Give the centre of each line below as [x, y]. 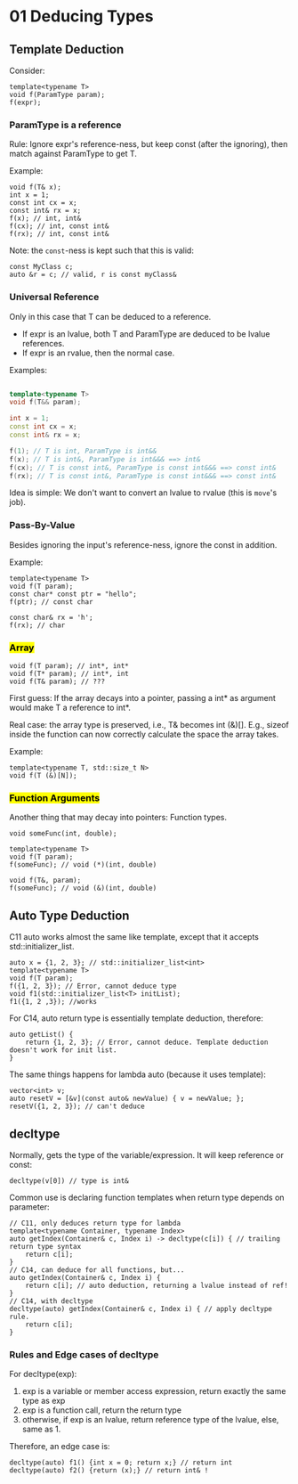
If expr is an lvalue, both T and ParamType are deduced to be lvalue [146, 334]
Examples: [28, 370]
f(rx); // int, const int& [59, 234]
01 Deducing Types [81, 16]
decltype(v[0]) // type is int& [69, 1181]
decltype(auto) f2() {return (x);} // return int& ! [109, 1471]
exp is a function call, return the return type [102, 1410]
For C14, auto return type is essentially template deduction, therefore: [137, 1018]
